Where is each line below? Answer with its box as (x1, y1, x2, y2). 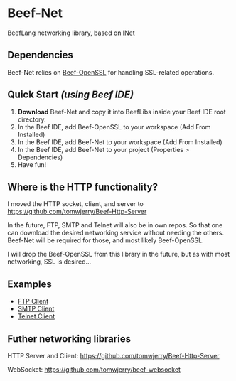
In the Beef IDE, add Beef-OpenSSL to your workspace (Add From (17, 122, 211, 131)
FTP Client (17, 297, 48, 306)
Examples (7, 278, 52, 290)
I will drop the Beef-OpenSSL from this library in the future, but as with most (7, 250, 230, 259)
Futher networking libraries (7, 333, 132, 345)
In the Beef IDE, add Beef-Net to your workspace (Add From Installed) (17, 137, 222, 146)
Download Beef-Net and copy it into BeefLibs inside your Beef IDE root (17, 107, 226, 116)
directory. (17, 115, 46, 124)
